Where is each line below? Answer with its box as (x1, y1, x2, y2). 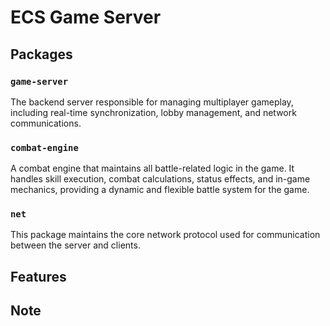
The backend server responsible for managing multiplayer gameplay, (10, 96, 294, 108)
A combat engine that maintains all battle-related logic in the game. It (10, 162, 295, 175)
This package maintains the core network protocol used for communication (10, 229, 321, 241)
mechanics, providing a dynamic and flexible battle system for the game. (10, 184, 310, 196)
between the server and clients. (10, 239, 141, 251)
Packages (10, 46, 73, 63)
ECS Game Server (10, 6, 162, 29)
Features (10, 268, 67, 285)
